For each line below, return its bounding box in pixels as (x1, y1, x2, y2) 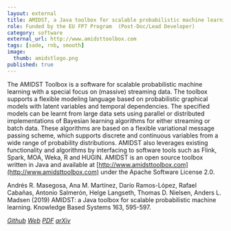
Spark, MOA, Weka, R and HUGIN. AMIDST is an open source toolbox (7, 153, 203, 162)
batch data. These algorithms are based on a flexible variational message (7, 124, 215, 132)
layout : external (7, 10, 57, 17)
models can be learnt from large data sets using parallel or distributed (7, 109, 205, 118)
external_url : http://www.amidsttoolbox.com (7, 36, 137, 43)
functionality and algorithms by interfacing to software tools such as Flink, (7, 146, 217, 154)
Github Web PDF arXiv (7, 216, 71, 224)
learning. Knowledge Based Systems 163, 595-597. (7, 203, 151, 211)
